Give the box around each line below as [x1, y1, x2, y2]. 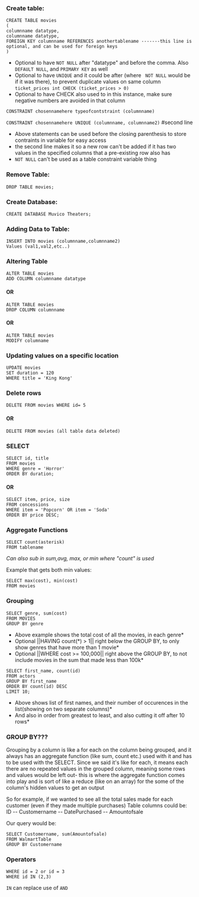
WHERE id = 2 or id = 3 [6, 869, 65, 875]
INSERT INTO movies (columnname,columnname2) [6, 239, 120, 245]
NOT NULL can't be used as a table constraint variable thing [14, 156, 157, 163]
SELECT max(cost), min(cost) [6, 578, 78, 584]
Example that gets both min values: [6, 566, 92, 573]
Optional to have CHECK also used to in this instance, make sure [14, 91, 172, 98]
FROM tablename [6, 544, 44, 550]
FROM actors [6, 673, 36, 679]
